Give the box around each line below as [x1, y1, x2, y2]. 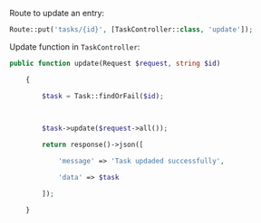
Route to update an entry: [9, 8, 105, 18]
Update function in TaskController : [9, 41, 140, 52]
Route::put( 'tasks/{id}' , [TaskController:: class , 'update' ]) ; [9, 25, 254, 34]
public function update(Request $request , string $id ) [9, 59, 221, 68]
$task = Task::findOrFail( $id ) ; [42, 91, 165, 100]
